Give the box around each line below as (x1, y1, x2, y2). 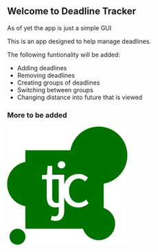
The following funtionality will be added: (7, 50, 120, 59)
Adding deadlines (16, 63, 67, 72)
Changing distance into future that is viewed (16, 93, 143, 101)
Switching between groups (16, 85, 94, 94)
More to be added (7, 110, 67, 120)
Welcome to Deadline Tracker (7, 6, 136, 17)
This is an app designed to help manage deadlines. (7, 37, 151, 45)
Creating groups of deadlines (16, 78, 100, 87)
